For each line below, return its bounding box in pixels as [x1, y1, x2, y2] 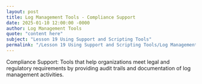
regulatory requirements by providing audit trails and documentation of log [6, 64, 191, 71]
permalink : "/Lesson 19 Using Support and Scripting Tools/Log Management [6, 42, 198, 48]
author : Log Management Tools [6, 25, 82, 32]
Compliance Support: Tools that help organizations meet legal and [6, 58, 170, 66]
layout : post [6, 8, 39, 15]
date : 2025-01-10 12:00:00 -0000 [6, 20, 90, 26]
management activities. [6, 71, 64, 78]
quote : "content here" [6, 31, 63, 37]
